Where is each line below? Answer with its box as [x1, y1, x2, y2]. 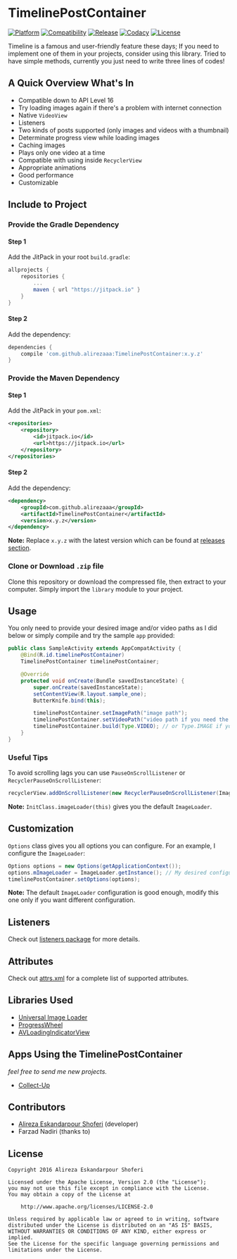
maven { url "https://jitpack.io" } [33, 286, 141, 293]
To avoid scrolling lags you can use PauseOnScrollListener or [8, 769, 186, 777]
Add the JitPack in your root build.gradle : [8, 253, 131, 261]
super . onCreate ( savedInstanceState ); [33, 684, 143, 691]
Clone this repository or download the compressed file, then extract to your [8, 577, 226, 586]
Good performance [18, 170, 74, 179]
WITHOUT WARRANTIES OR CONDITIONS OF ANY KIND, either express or [8, 1228, 207, 1235]
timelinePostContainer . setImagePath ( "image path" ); [33, 710, 188, 717]
